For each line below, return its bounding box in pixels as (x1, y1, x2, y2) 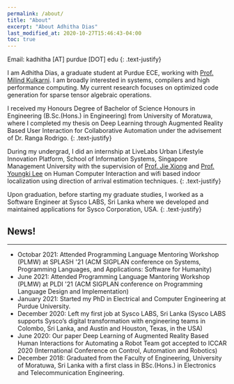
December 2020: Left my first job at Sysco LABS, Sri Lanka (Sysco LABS (17, 309, 226, 317)
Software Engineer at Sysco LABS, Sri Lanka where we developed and (7, 198, 209, 206)
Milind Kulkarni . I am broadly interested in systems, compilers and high (7, 76, 210, 84)
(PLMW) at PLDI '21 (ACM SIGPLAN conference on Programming (17, 280, 203, 288)
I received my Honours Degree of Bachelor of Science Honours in (7, 104, 196, 113)
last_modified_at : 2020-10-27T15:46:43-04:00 (7, 29, 141, 37)
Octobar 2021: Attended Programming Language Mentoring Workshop (17, 250, 219, 258)
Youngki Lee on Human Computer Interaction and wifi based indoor (7, 170, 201, 178)
